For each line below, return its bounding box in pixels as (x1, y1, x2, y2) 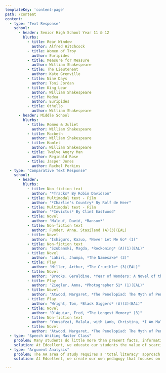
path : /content (5, 12, 37, 17)
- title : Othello (27, 104, 63, 109)
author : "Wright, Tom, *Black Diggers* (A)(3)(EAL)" (31, 301, 142, 306)
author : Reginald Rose (31, 154, 79, 159)
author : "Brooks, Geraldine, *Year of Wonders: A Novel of (31, 274, 156, 279)
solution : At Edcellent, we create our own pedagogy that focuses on (14, 356, 161, 361)
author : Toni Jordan (31, 81, 74, 85)
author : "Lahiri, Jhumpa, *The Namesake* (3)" (31, 255, 129, 260)
